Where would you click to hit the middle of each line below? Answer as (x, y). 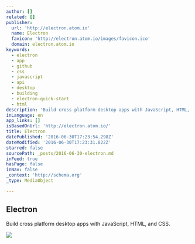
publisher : (19, 22)
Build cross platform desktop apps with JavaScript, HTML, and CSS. (88, 223)
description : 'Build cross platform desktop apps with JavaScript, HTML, (98, 110)
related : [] (20, 17)
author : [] (19, 11)
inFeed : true (22, 159)
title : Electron (26, 132)
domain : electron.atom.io (43, 45)
